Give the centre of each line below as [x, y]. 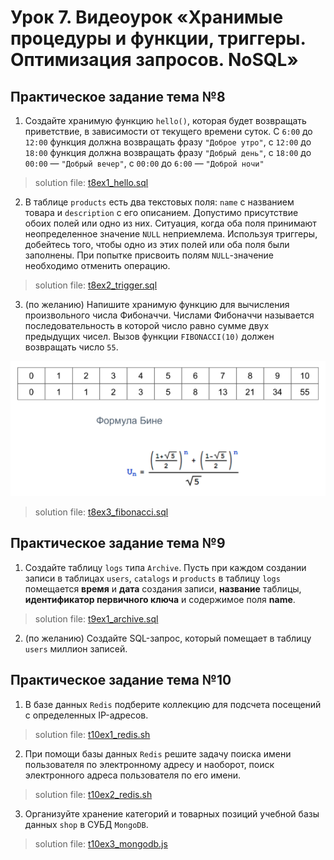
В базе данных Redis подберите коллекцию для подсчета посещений [173, 704]
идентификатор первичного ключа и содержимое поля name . [160, 599]
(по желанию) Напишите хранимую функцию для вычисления [157, 304]
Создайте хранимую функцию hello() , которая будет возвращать [165, 120]
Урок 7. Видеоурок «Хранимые [147, 17]
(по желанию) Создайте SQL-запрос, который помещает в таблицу [168, 638]
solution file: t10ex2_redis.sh [93, 794]
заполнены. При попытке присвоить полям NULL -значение [149, 255]
